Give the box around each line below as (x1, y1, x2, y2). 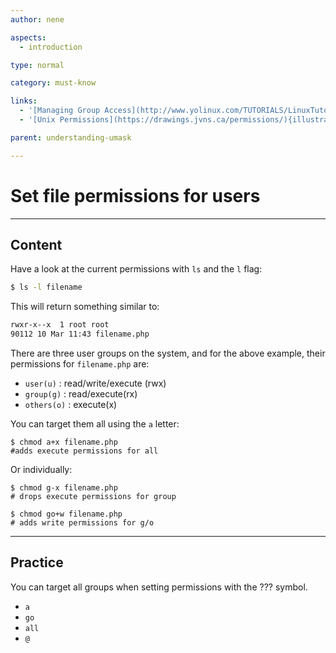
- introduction (19, 42, 83, 52)
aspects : (10, 32, 47, 43)
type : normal (10, 60, 65, 70)
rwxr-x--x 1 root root (10, 320, 110, 330)
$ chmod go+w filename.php (10, 509, 123, 519)
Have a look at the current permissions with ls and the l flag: (10, 263, 263, 275)
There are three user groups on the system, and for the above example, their (10, 347, 326, 359)
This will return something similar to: (10, 301, 160, 313)
